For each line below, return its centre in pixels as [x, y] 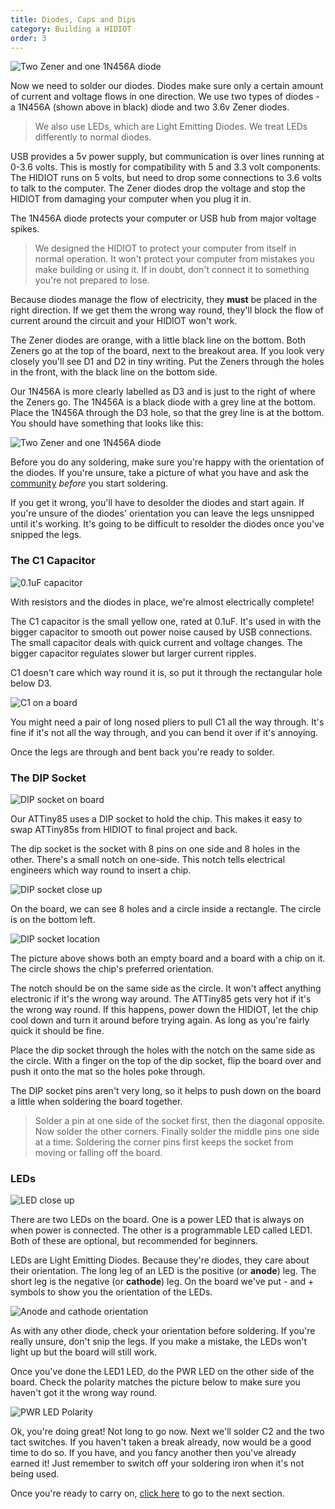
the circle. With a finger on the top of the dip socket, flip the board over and [166, 1060]
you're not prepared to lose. [92, 280]
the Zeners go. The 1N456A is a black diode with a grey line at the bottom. [163, 402]
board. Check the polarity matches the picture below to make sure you [155, 1382]
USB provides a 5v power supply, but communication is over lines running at [167, 157]
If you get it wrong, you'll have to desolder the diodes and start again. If [157, 503]
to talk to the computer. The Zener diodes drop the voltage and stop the [158, 188]
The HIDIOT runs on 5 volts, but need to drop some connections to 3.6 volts [166, 178]
